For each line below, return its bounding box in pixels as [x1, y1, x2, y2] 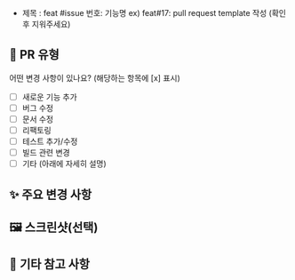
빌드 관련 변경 [21, 148, 70, 158]
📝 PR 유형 [9, 47, 60, 62]
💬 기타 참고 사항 [9, 257, 91, 272]
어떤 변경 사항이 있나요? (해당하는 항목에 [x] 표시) [9, 72, 180, 83]
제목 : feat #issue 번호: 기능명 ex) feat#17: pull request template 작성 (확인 [21, 8, 287, 18]
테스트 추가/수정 [21, 136, 78, 147]
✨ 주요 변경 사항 [9, 187, 92, 202]
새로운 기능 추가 [21, 92, 77, 102]
